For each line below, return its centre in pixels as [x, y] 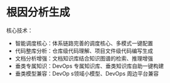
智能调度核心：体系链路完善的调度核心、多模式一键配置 [84, 43]
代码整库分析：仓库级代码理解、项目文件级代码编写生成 [84, 51]
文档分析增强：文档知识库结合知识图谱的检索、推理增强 [84, 58]
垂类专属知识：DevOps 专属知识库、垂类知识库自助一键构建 [90, 66]
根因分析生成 [38, 12]
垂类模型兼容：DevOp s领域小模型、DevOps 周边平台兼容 [87, 73]
